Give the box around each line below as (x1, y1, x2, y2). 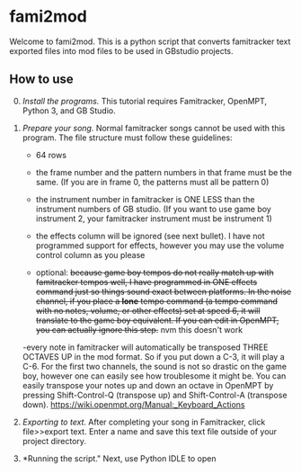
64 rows (35, 149, 67, 160)
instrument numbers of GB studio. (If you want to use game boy (35, 203, 271, 214)
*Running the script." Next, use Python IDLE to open (22, 452, 217, 464)
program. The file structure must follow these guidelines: (22, 132, 233, 143)
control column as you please (35, 249, 146, 260)
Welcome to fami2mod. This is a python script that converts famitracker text (9, 36, 291, 47)
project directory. (22, 435, 87, 446)
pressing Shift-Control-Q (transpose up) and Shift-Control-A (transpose (22, 389, 288, 400)
